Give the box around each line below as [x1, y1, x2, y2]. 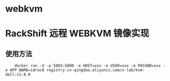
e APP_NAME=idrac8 [5, 68, 44, 73]
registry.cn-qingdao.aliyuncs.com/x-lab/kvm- [46, 68, 145, 73]
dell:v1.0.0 [5, 72, 31, 77]
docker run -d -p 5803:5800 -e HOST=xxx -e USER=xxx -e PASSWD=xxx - [14, 63, 166, 68]
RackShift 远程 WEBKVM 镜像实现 [5, 28, 150, 39]
